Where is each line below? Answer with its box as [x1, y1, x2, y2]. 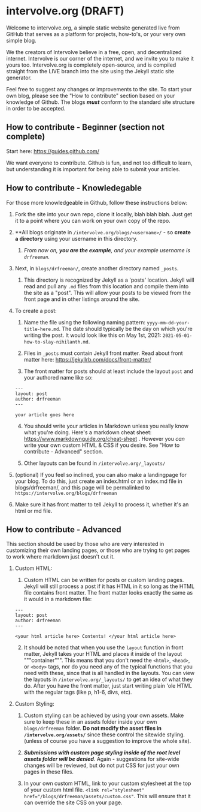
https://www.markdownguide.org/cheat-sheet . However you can [23, 435, 185, 442]
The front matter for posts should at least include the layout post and [23, 368, 193, 375]
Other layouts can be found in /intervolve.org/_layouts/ [23, 459, 166, 467]
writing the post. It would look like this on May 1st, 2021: [23, 332, 162, 339]
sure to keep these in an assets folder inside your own [23, 718, 157, 726]
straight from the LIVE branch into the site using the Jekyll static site [6, 67, 175, 74]
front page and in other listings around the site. [23, 295, 140, 303]
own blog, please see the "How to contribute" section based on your [6, 92, 175, 99]
